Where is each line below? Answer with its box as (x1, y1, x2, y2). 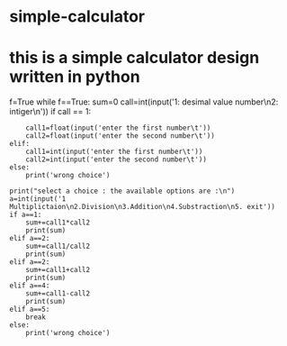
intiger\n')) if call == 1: (9, 106, 92, 117)
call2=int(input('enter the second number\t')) (25, 155, 207, 164)
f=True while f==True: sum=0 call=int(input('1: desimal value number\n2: (9, 96, 279, 107)
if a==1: (9, 210, 42, 220)
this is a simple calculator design (9, 48, 260, 68)
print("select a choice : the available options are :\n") (9, 187, 236, 196)
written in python (9, 67, 141, 87)
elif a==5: (9, 305, 50, 314)
